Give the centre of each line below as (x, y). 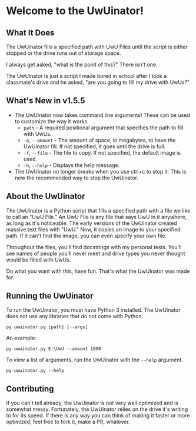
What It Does (30, 33)
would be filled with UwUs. (39, 259)
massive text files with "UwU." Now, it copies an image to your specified (93, 229)
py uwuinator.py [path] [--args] (47, 327)
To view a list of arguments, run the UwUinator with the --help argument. (95, 360)
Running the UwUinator (50, 296)
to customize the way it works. (52, 121)
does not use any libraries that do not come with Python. (75, 316)
